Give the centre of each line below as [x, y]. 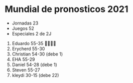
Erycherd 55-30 [28, 48]
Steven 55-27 [26, 70]
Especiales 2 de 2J [32, 33]
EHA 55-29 [24, 59]
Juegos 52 [23, 28]
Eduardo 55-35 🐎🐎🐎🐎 [34, 43]
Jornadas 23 [25, 23]
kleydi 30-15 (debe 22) [35, 75]
